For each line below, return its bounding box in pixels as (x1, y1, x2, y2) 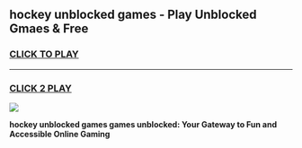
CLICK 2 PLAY (9, 82, 72, 94)
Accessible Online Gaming (9, 128, 111, 139)
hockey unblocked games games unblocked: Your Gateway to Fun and (9, 118, 278, 129)
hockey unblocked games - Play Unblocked (9, 7, 257, 22)
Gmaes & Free (9, 22, 89, 37)
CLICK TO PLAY (9, 48, 79, 61)
